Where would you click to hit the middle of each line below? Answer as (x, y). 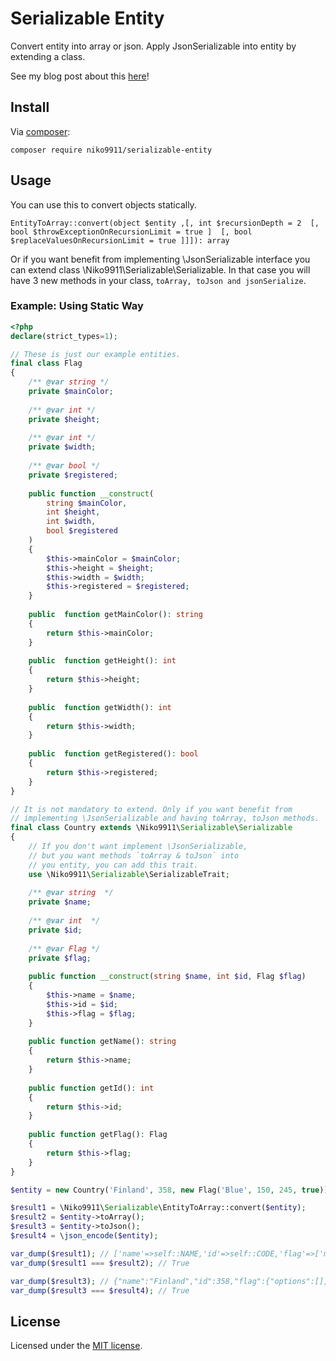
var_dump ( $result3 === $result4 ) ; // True (100, 1290)
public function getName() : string (102, 1042)
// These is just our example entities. (96, 354)
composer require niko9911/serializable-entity (111, 150)
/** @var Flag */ (64, 948)
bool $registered (82, 531)
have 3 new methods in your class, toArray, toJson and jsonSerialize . (158, 280)
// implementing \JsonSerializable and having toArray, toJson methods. (165, 818)
